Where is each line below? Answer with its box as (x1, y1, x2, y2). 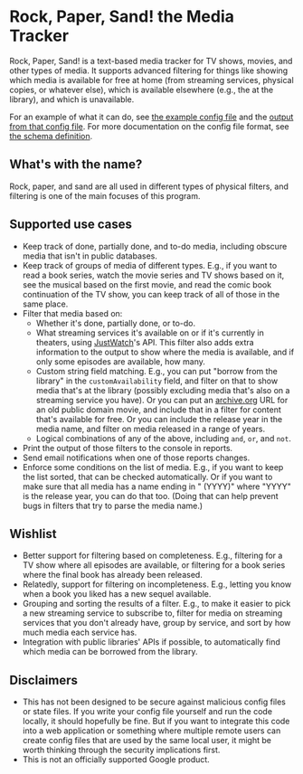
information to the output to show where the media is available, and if (35, 346, 295, 357)
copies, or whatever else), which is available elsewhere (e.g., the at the (9, 84, 274, 95)
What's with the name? (9, 156, 143, 173)
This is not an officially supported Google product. (22, 754, 210, 765)
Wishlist (9, 526, 57, 542)
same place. (22, 298, 69, 309)
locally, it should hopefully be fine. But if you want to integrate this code (22, 716, 290, 727)
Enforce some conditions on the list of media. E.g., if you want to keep (22, 461, 284, 472)
